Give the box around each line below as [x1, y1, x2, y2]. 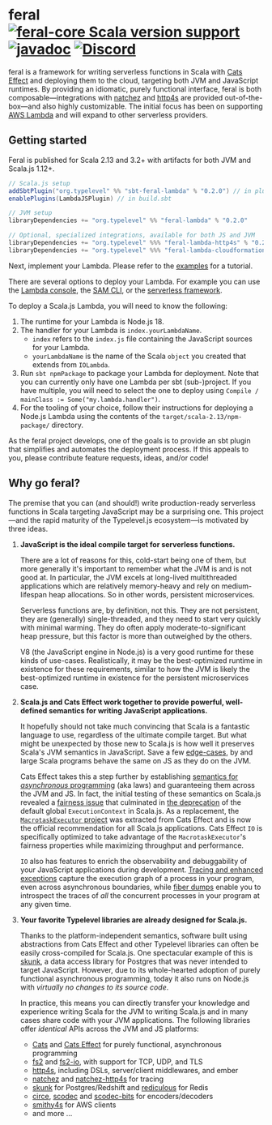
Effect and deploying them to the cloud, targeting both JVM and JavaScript [8, 75, 259, 85]
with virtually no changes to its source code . [19, 982, 169, 992]
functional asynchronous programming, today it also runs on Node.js [19, 973, 249, 983]
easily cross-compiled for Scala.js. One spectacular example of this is [19, 947, 253, 957]
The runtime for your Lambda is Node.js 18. [19, 316, 164, 326]
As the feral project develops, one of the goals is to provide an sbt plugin [8, 435, 251, 445]
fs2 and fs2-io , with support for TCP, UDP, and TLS [32, 1056, 203, 1067]
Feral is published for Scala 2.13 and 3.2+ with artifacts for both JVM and [8, 155, 252, 165]
